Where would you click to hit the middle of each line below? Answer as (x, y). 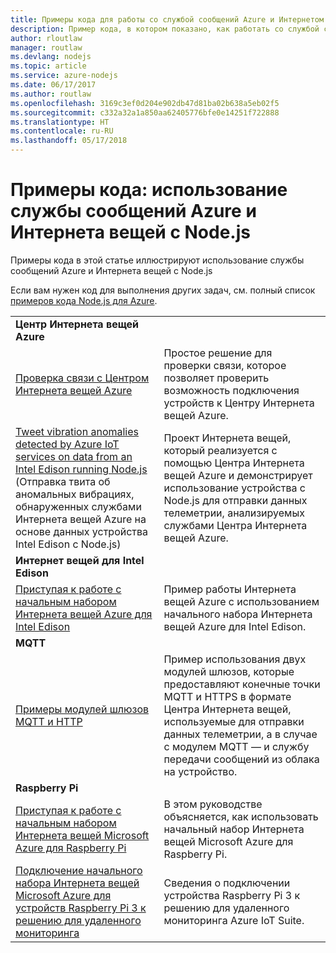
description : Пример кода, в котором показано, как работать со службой (165, 29)
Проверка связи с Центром (82, 378)
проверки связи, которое (225, 365)
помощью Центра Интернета (234, 463)
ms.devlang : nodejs (51, 57)
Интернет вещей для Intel (80, 560)
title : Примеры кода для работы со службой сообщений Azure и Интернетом (167, 19)
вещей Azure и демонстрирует (238, 475)
